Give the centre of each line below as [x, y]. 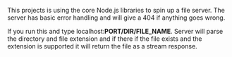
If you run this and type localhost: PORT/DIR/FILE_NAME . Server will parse [115, 31]
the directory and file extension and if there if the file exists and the [105, 39]
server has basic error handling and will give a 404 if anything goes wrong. [116, 18]
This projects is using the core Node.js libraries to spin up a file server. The [116, 10]
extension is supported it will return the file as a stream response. [102, 46]
